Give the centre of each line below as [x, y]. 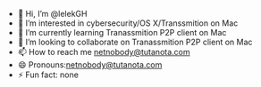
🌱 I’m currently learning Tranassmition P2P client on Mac [122, 32]
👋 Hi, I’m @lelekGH [52, 14]
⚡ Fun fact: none [48, 75]
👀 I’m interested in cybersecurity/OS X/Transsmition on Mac [128, 23]
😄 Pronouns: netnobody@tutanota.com [90, 65]
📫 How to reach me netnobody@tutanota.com [104, 52]
